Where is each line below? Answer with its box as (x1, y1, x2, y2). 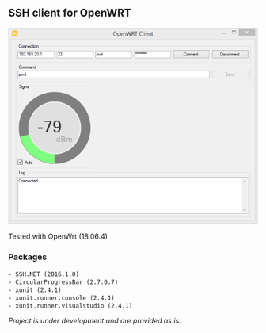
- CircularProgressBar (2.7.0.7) (8, 278, 119, 286)
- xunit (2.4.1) (8, 286, 62, 294)
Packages (8, 251, 47, 262)
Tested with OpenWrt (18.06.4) (8, 232, 108, 241)
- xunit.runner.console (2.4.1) (8, 294, 115, 302)
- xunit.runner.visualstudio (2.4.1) (8, 302, 133, 310)
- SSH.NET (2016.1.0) (8, 270, 80, 278)
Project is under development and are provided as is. (8, 316, 181, 326)
